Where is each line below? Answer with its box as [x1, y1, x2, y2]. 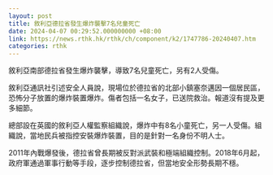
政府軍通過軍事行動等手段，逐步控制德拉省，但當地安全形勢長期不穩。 [8, 158, 244, 168]
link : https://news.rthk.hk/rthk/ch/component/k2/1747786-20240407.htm [8, 34, 256, 43]
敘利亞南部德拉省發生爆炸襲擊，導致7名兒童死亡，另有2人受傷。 [8, 66, 223, 76]
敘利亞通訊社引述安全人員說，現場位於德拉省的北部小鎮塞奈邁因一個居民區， [8, 83, 265, 93]
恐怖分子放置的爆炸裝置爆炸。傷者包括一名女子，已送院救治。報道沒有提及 [8, 93, 258, 103]
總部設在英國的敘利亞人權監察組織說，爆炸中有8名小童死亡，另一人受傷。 [8, 120, 255, 130]
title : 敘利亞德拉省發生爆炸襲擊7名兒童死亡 [8, 20, 141, 28]
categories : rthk [8, 42, 67, 50]
